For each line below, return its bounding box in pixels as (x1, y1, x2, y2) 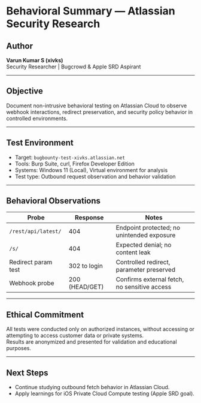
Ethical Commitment (6, 309, 84, 320)
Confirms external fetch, (115, 275, 184, 284)
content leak (115, 248, 151, 257)
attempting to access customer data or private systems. (6, 332, 144, 339)
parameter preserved (115, 266, 175, 274)
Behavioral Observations (6, 196, 100, 206)
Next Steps (6, 368, 48, 378)
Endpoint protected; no (115, 224, 181, 232)
